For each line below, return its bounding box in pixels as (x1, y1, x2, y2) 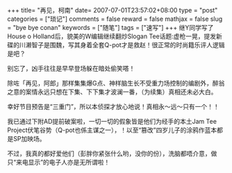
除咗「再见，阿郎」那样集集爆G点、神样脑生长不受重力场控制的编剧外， (7, 79, 213, 87)
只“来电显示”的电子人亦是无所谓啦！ (7, 158, 110, 166)
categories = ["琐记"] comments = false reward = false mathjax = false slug (7, 15, 223, 23)
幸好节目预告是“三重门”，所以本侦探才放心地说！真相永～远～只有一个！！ (7, 103, 220, 110)
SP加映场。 (13, 135, 46, 142)
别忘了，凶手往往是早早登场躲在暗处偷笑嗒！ (7, 65, 135, 72)
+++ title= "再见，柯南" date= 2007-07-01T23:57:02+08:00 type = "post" (7, 6, 218, 14)
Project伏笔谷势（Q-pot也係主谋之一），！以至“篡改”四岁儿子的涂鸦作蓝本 (7, 126, 217, 134)
